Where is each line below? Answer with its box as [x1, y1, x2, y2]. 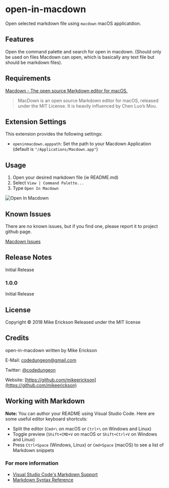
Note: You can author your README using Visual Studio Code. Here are [5, 410, 155, 416]
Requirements [5, 74, 51, 83]
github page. [5, 229, 32, 235]
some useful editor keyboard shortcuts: [5, 415, 88, 422]
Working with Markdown [5, 397, 85, 406]
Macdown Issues [5, 239, 41, 244]
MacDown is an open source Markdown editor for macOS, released [17, 97, 159, 104]
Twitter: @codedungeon [5, 367, 56, 373]
